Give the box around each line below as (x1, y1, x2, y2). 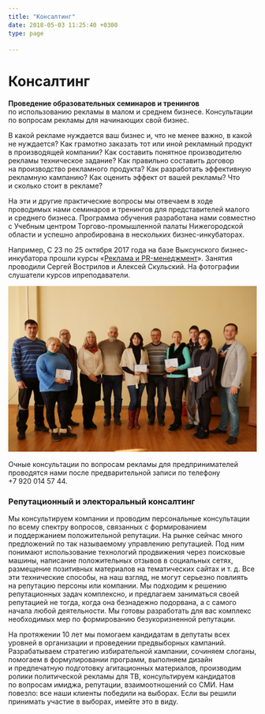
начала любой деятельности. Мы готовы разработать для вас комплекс (8, 606, 252, 615)
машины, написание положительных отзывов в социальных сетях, (8, 556, 233, 566)
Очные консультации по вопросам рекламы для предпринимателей (8, 460, 239, 469)
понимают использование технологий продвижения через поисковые (8, 548, 246, 557)
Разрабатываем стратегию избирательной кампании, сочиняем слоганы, (8, 647, 257, 656)
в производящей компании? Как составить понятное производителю (8, 148, 242, 157)
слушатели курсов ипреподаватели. (8, 271, 130, 280)
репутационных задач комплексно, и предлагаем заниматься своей (8, 589, 240, 599)
